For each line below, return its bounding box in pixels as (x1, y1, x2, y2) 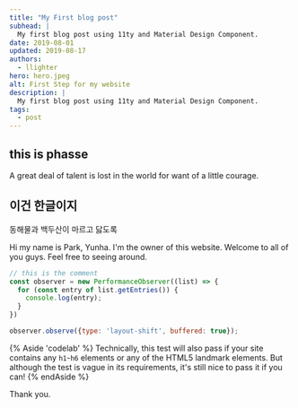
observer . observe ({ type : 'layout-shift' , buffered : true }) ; (9, 326, 240, 335)
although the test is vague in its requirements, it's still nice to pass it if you (9, 361, 283, 372)
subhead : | (9, 22, 50, 30)
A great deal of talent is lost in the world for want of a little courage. (9, 169, 259, 180)
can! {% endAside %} (9, 371, 90, 382)
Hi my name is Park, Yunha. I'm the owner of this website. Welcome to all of (9, 241, 289, 252)
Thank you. (9, 388, 51, 399)
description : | (9, 88, 66, 97)
